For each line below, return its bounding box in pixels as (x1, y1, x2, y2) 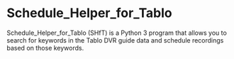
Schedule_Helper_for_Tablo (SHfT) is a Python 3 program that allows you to (6, 28, 228, 37)
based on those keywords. (6, 43, 84, 52)
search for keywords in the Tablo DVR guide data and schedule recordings (6, 36, 224, 44)
